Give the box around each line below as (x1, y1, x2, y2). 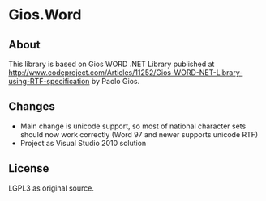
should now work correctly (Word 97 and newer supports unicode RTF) (19, 129, 259, 139)
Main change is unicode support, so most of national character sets (19, 121, 247, 131)
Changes (8, 99, 55, 114)
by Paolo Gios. (91, 77, 140, 86)
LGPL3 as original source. (8, 183, 95, 193)
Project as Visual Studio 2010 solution (19, 138, 147, 148)
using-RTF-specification (8, 77, 90, 86)
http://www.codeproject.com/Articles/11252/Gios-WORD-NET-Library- (8, 68, 243, 77)
